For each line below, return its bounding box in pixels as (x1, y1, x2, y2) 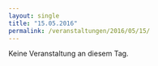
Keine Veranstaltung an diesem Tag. (8, 49, 129, 59)
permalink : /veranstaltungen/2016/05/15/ (8, 27, 151, 35)
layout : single (8, 11, 60, 20)
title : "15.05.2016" (8, 19, 79, 27)
